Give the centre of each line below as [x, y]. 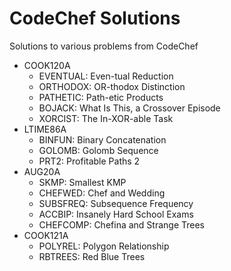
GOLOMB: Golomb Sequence [98, 150]
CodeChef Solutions [95, 18]
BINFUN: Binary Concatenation [102, 139]
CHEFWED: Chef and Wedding [102, 193]
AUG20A [42, 171]
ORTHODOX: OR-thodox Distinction [112, 86]
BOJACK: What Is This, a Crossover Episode [129, 108]
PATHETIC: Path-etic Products [101, 97]
